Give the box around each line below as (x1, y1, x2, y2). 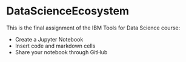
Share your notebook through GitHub (15, 48, 108, 55)
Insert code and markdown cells (15, 42, 96, 49)
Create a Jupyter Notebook (15, 36, 84, 43)
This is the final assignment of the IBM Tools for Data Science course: (6, 24, 181, 31)
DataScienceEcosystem (6, 4, 129, 18)
